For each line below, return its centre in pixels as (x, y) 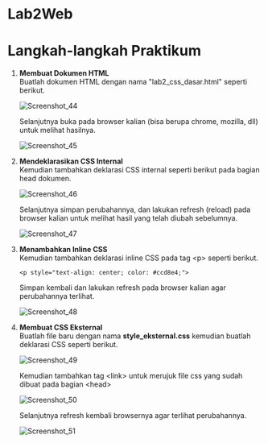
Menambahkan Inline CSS (63, 250)
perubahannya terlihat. (57, 296)
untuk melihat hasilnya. (57, 130)
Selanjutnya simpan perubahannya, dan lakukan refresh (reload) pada (135, 209)
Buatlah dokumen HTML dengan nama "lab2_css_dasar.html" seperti (133, 82)
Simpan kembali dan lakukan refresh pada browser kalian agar (122, 288)
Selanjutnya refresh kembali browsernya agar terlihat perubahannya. (133, 416)
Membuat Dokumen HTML (64, 73)
